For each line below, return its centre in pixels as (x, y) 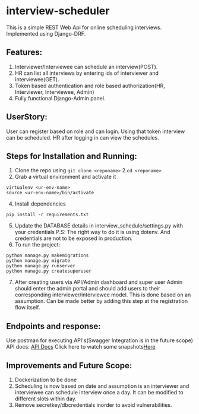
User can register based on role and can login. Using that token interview (96, 131)
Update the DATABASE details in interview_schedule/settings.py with (99, 226)
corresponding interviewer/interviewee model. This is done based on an (103, 295)
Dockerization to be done (46, 380)
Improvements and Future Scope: (69, 366)
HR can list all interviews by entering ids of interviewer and (87, 73)
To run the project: (37, 245)
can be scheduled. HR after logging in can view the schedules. (83, 137)
